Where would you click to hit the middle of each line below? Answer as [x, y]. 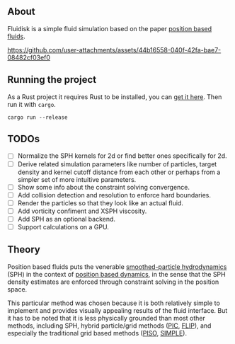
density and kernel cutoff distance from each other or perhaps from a [119, 172]
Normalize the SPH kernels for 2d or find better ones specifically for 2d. [122, 156]
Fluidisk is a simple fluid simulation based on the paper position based [110, 28]
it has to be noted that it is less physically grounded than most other [106, 318]
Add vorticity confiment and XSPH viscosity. [82, 211]
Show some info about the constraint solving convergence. [103, 187]
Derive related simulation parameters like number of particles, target [117, 164]
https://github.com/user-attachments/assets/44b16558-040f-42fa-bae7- [114, 50]
